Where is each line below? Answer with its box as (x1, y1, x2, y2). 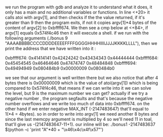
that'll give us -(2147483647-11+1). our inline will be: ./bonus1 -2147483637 (5, 121, 156, 127)
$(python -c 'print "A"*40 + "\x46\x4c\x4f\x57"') (5, 127, 104, 132)
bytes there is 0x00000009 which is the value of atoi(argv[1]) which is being (5, 80, 158, 86)
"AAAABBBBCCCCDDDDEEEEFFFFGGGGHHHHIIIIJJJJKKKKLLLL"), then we (5, 40, 157, 46)
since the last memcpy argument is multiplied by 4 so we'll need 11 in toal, (5, 117, 153, 122)
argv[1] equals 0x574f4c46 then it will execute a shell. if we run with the (5, 30, 149, 36)
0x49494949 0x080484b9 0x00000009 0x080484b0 (5, 65, 115, 71)
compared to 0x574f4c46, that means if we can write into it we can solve (5, 85, 152, 91)
